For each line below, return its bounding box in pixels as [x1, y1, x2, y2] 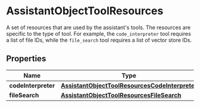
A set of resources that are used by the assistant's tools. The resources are [6, 24, 191, 31]
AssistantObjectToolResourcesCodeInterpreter [60, 81, 198, 90]
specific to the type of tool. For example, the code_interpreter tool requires [6, 30, 192, 37]
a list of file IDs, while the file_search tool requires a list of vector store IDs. [6, 36, 192, 43]
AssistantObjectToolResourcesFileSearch [60, 91, 182, 99]
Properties [6, 53, 46, 64]
